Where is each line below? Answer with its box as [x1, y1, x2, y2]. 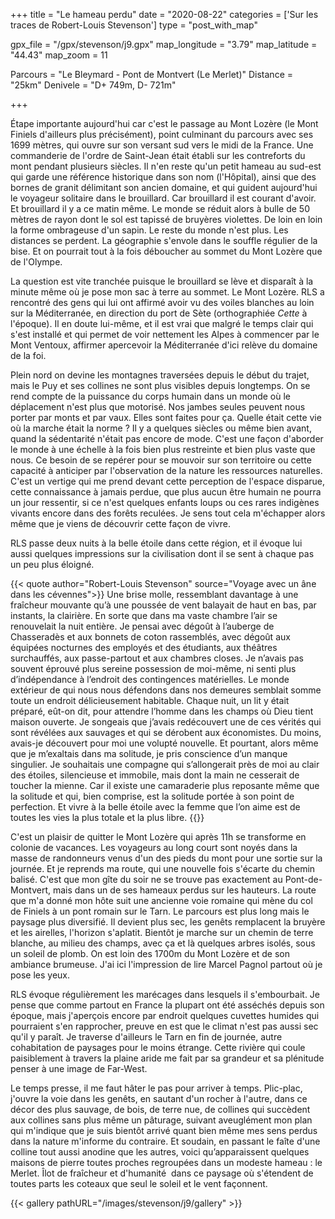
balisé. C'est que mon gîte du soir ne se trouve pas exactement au [10, 874, 283, 885]
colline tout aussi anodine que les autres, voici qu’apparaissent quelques [10, 1146, 310, 1158]
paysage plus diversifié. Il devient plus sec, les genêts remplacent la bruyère [10, 916, 326, 928]
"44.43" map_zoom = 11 [10, 49, 108, 61]
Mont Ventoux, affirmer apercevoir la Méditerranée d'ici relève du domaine [10, 339, 318, 351]
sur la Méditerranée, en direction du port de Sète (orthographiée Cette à [10, 307, 308, 319]
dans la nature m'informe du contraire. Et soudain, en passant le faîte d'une [10, 1135, 321, 1147]
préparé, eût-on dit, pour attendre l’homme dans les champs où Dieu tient [10, 705, 314, 717]
